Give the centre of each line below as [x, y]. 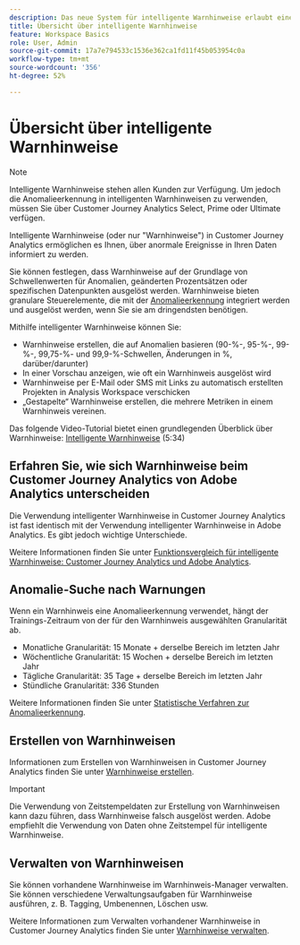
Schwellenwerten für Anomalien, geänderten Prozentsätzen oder [129, 281]
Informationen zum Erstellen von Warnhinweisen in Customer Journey [138, 762]
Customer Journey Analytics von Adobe [124, 480]
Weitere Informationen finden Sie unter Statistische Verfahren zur [129, 703]
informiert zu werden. [49, 254]
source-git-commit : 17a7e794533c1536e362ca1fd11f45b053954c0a [127, 51]
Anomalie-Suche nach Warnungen [108, 589]
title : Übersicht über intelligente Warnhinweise [104, 26]
